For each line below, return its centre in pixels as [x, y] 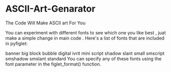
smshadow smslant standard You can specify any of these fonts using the [83, 58]
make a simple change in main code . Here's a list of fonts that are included [85, 38]
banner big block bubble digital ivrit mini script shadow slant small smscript [85, 53]
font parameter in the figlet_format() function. [53, 64]
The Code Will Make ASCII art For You [45, 23]
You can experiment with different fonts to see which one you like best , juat [85, 32]
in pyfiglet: [17, 43]
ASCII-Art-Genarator [51, 9]
